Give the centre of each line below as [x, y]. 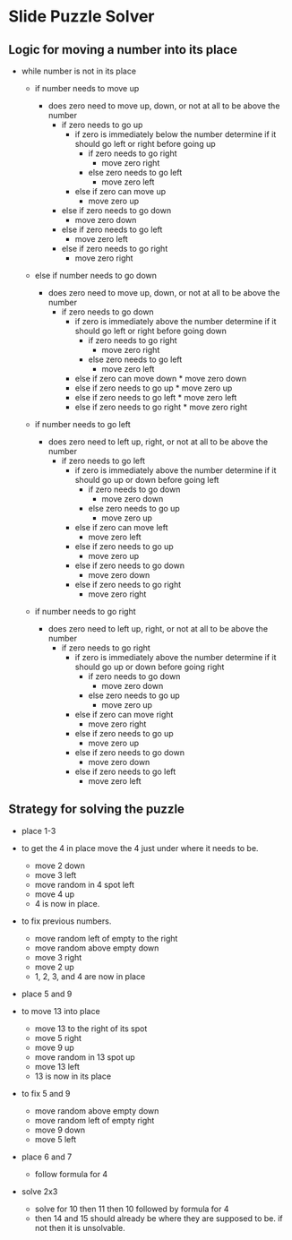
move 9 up [55, 1047]
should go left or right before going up [145, 144]
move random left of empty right [94, 1120]
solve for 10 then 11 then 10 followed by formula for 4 [132, 1209]
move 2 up [54, 967]
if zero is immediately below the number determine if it [176, 134]
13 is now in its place [73, 1076]
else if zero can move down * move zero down [161, 379]
